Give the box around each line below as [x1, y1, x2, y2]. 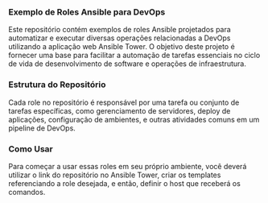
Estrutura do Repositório [8, 79, 106, 90]
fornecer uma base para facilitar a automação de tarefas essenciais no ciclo [8, 51, 261, 60]
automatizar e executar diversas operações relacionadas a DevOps [8, 33, 231, 43]
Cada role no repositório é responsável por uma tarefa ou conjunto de [8, 97, 240, 107]
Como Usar [8, 143, 54, 155]
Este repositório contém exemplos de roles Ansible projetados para [8, 25, 231, 35]
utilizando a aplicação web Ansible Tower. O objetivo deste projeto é [8, 42, 235, 52]
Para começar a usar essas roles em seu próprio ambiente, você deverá [8, 161, 247, 171]
